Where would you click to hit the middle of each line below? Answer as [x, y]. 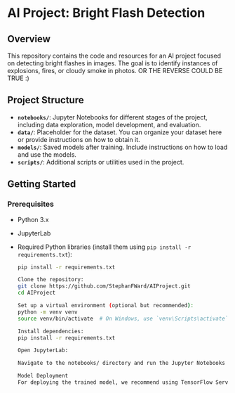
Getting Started [42, 184]
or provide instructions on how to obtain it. [79, 139]
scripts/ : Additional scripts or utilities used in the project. [101, 162]
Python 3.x [33, 219]
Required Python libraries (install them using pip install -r [104, 247]
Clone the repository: [51, 280]
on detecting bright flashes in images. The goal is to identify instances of [113, 63]
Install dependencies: [51, 331]
